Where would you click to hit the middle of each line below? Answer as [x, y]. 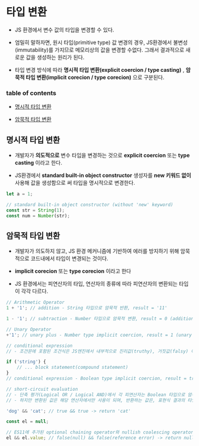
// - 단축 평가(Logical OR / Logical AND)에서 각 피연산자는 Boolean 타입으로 [96, 395]
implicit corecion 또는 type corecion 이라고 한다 [73, 271]
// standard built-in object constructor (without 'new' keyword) [90, 205]
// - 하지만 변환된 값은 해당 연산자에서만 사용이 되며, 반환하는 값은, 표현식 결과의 [96, 400]
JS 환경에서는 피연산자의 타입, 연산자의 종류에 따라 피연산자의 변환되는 [96, 284]
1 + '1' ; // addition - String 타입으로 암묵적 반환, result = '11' [87, 308]
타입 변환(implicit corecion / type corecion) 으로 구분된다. [95, 77]
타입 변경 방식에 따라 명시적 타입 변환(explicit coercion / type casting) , [99, 69]
